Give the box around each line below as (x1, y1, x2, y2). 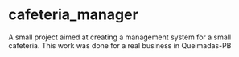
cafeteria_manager (8, 6, 138, 24)
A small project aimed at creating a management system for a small (8, 32, 232, 42)
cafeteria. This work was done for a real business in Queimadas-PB (8, 40, 232, 50)
